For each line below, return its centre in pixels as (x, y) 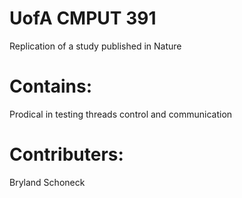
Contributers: (66, 154)
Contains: (51, 86)
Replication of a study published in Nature (95, 46)
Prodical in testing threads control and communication (121, 114)
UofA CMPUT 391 (83, 18)
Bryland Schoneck (47, 182)
